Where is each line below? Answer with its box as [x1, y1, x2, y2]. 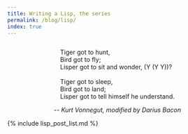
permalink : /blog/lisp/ [7, 17, 77, 24]
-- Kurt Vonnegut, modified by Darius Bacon [53, 106, 182, 115]
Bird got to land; [60, 85, 106, 94]
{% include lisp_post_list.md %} [7, 119, 99, 128]
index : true [7, 23, 42, 30]
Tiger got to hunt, [60, 48, 110, 56]
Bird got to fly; [60, 56, 101, 64]
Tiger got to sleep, [60, 78, 113, 86]
